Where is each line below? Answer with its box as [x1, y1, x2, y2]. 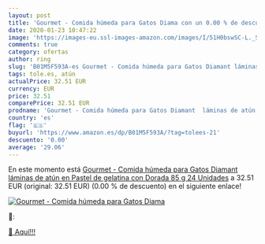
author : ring [8, 56, 51, 64]
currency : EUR [8, 84, 55, 93]
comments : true [8, 41, 58, 49]
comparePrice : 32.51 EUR [8, 99, 90, 107]
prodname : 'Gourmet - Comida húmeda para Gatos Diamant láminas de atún [8, 107, 256, 115]
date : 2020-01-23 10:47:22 [8, 26, 97, 34]
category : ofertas [8, 48, 69, 56]
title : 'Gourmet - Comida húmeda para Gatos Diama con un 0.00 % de [8, 19, 238, 27]
